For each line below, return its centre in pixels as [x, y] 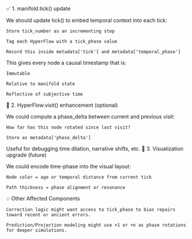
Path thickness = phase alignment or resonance [66, 188]
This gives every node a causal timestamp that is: [66, 63]
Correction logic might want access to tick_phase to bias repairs [91, 209]
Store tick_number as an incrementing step [61, 31]
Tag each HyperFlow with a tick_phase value [62, 41]
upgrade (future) [26, 155]
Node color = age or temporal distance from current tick [79, 177]
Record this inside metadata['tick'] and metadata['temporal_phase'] [94, 52]
